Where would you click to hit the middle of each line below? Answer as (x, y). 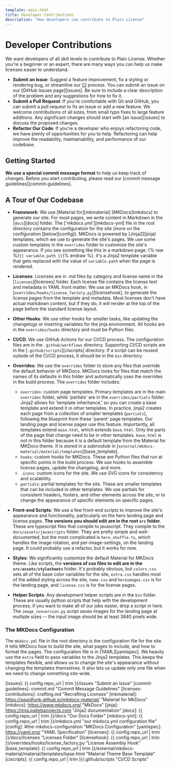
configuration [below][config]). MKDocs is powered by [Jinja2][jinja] (84, 234)
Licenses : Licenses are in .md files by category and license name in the (88, 276)
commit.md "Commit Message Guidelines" (76, 689)
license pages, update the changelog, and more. (71, 467)
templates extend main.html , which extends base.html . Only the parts (93, 430)
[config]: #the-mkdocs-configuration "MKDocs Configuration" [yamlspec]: (83, 727)
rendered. (23, 266)
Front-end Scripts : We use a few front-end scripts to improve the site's (88, 510)
